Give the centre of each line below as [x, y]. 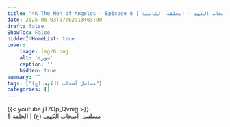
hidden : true [38, 70]
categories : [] [29, 89]
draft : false [26, 26]
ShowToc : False [29, 32]
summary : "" [24, 77]
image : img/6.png [44, 52]
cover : [16, 45]
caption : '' [36, 64]
